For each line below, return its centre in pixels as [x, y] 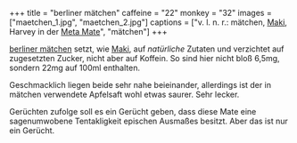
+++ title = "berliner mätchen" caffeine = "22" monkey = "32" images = [140, 13]
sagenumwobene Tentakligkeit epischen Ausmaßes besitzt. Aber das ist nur [148, 121]
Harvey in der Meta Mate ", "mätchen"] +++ [88, 32]
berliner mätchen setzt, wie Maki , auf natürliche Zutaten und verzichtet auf [147, 49]
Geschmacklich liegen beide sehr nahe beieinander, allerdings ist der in [140, 85]
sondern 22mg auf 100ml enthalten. [75, 68]
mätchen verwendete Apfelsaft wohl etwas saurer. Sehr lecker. [124, 94]
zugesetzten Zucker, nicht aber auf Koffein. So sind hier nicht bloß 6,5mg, [144, 58]
